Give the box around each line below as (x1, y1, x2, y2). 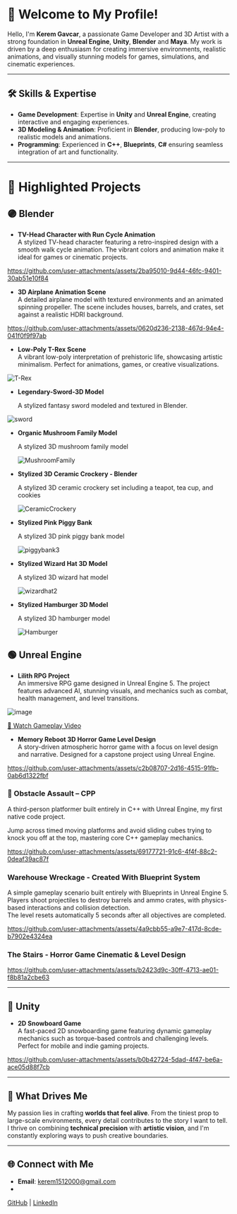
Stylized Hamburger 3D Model (17, 600, 109, 608)
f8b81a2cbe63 (7, 973, 50, 982)
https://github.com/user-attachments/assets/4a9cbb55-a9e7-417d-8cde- (7, 925, 222, 933)
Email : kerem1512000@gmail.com (17, 1177, 116, 1186)
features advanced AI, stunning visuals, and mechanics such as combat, (17, 686, 229, 695)
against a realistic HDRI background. (17, 310, 124, 319)
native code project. (7, 812, 66, 820)
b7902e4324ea (7, 932, 53, 941)
